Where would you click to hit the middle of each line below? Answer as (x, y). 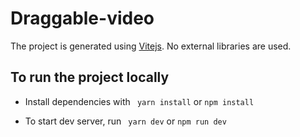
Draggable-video (82, 18)
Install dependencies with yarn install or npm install (139, 101)
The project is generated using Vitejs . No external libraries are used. (151, 46)
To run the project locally (90, 77)
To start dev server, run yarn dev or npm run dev (125, 121)
